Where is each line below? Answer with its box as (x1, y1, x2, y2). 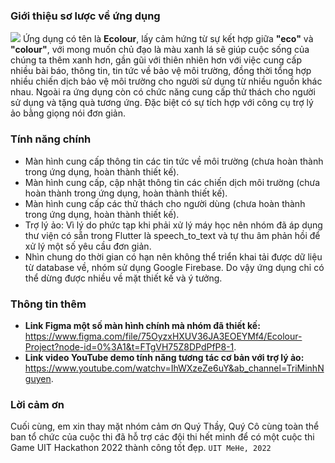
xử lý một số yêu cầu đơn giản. (24, 240, 152, 252)
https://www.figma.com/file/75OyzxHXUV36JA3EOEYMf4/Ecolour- (24, 330, 303, 342)
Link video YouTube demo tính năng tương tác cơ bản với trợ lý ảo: (24, 351, 305, 363)
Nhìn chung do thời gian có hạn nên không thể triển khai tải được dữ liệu (24, 250, 323, 263)
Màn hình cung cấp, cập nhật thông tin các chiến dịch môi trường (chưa (24, 176, 321, 188)
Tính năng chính (10, 132, 92, 146)
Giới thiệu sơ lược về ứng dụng (10, 9, 161, 23)
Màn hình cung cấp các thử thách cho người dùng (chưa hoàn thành (24, 197, 306, 209)
